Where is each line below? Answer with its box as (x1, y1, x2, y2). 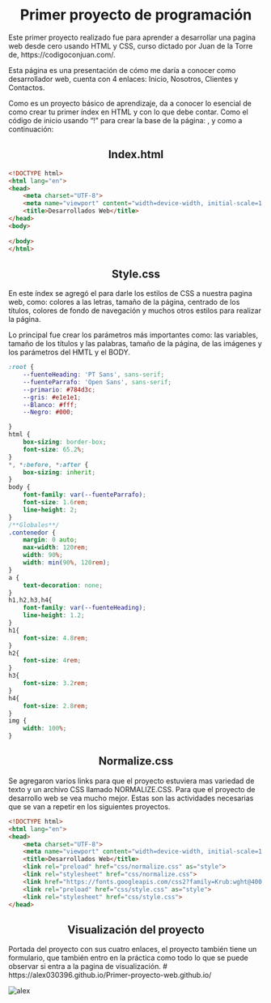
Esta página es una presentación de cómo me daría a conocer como (8, 65, 236, 75)
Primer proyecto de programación (19, 6, 252, 24)
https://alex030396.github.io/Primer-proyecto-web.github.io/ (8, 971, 212, 980)
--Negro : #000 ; (23, 408, 74, 417)
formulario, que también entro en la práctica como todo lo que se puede (8, 953, 248, 962)
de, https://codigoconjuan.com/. (8, 49, 116, 59)
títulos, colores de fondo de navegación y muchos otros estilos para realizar (8, 306, 261, 315)
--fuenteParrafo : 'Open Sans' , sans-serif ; (23, 378, 172, 386)
